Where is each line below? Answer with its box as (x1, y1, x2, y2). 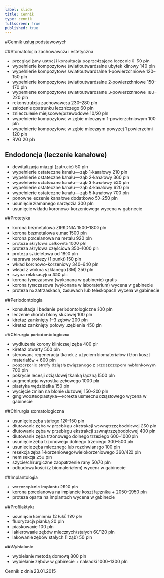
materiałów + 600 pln (12, 357, 56, 363)
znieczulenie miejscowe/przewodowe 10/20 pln (12, 110, 109, 116)
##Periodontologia (5, 297, 43, 303)
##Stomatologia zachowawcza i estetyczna (5, 49, 94, 55)
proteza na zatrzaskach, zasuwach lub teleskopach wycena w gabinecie (12, 287, 160, 293)
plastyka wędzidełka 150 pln (12, 383, 70, 389)
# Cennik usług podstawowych (5, 39, 66, 45)
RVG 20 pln (12, 136, 35, 143)
